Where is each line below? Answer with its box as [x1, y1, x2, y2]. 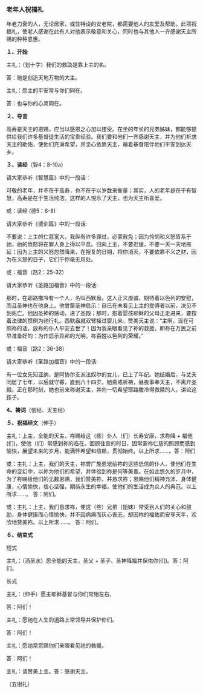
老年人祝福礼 [6, 5, 44, 13]
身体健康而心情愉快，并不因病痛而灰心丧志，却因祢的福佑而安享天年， [16, 511, 192, 519]
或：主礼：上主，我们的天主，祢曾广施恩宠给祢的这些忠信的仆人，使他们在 [6, 460, 192, 468]
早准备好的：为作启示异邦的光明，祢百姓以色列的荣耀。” [6, 332, 144, 340]
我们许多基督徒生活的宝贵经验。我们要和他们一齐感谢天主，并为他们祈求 [16, 133, 197, 141]
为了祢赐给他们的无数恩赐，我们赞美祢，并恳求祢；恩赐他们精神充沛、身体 [6, 476, 192, 483]
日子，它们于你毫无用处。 [32, 256, 97, 263]
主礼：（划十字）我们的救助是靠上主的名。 [6, 61, 110, 68]
